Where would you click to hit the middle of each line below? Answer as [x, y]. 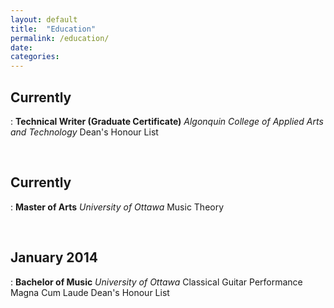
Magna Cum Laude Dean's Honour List [90, 292]
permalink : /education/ [60, 38]
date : [21, 47]
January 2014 [54, 257]
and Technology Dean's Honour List [84, 132]
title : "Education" [53, 29]
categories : [35, 57]
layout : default [44, 19]
